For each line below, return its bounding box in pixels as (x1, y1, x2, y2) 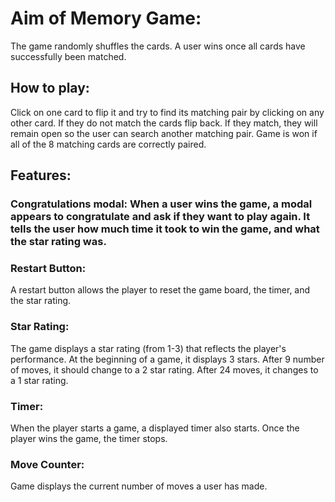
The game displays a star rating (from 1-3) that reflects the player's (10, 342, 287, 354)
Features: (10, 167, 72, 184)
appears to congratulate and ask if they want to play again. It (10, 210, 311, 224)
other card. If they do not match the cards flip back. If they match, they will (10, 117, 318, 129)
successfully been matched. (10, 50, 127, 62)
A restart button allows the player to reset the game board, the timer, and (10, 284, 311, 296)
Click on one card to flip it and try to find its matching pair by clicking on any (10, 106, 325, 118)
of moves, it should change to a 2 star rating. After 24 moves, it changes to (10, 363, 319, 376)
